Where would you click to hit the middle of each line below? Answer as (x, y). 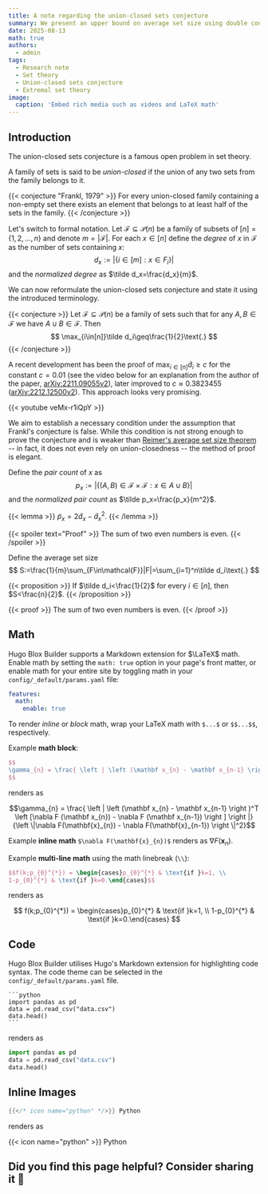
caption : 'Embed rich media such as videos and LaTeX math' (117, 105)
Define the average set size (53, 557)
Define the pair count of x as (55, 472)
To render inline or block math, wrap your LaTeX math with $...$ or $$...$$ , (133, 724)
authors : (23, 46)
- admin (28, 53)
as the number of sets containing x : (67, 247)
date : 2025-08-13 (37, 30)
